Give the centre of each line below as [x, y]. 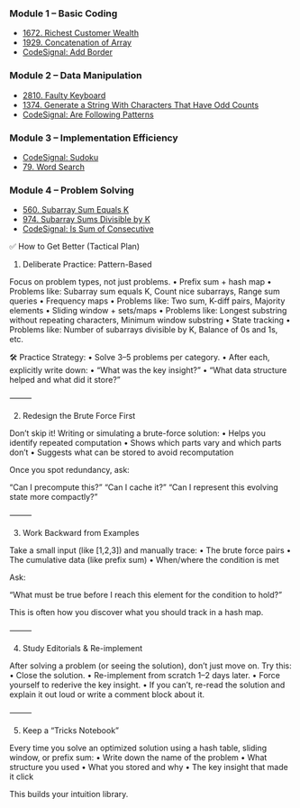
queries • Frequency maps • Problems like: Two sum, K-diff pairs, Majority [147, 301]
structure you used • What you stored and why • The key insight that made [149, 767]
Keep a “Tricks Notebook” [71, 731]
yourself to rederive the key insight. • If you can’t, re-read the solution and [147, 685]
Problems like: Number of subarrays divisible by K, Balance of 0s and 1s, [144, 330]
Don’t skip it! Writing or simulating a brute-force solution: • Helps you [137, 433]
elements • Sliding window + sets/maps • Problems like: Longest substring [148, 311]
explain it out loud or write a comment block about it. [107, 695]
